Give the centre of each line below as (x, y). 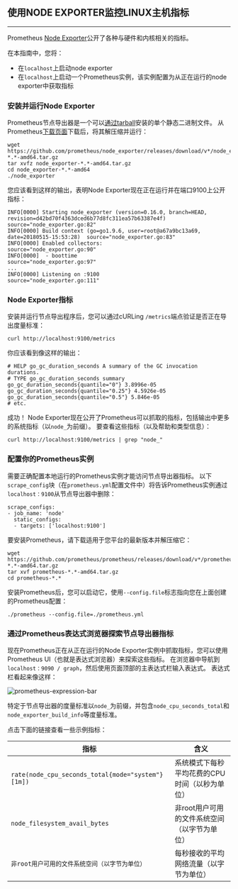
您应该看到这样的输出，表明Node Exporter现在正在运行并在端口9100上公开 (117, 190)
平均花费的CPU (200, 773)
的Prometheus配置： (38, 601)
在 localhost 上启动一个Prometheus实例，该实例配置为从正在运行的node (122, 77)
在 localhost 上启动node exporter (65, 68)
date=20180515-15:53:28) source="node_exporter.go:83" (91, 237)
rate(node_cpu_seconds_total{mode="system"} (87, 774)
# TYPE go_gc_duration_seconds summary (66, 379)
